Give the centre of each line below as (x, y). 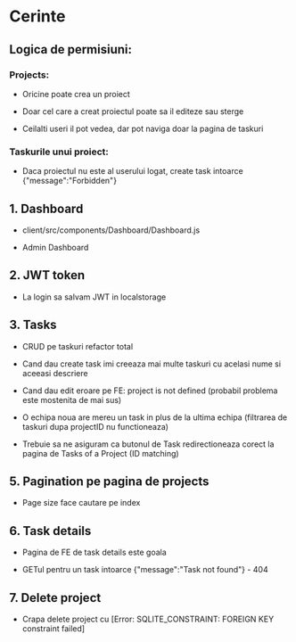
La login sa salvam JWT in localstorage (94, 297)
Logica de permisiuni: (70, 49)
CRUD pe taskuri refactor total (78, 346)
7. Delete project (55, 598)
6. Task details (50, 531)
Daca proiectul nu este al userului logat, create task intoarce (132, 171)
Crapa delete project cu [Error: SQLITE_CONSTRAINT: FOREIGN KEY (148, 619)
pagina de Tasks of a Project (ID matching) (101, 453)
